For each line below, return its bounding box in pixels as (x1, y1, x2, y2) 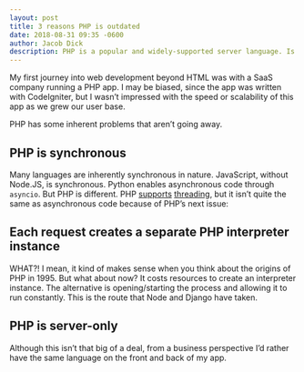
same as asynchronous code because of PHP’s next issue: (9, 197, 229, 209)
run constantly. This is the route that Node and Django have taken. (9, 292, 258, 303)
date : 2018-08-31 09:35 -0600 (9, 30, 125, 39)
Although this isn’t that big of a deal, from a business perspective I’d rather (9, 342, 289, 353)
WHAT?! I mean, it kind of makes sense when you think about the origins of (9, 263, 291, 274)
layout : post (9, 13, 59, 23)
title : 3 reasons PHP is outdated (9, 22, 141, 31)
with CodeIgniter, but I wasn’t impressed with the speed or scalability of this (9, 92, 294, 103)
